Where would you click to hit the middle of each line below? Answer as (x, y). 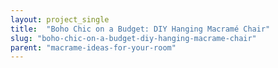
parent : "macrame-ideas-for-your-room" (93, 47)
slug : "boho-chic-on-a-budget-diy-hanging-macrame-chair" (133, 38)
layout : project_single (60, 19)
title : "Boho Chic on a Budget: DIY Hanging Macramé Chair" (140, 29)
